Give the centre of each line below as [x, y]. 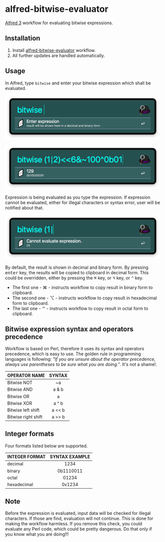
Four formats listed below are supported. [46, 446]
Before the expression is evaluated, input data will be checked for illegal [78, 513]
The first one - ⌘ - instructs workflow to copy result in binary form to [82, 287]
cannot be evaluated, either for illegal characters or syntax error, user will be [83, 203]
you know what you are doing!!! [37, 534]
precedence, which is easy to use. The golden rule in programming [73, 354]
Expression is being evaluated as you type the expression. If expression [78, 197]
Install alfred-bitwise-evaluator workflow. [54, 50]
